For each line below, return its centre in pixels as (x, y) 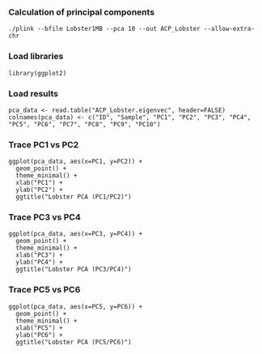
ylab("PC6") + (39, 335)
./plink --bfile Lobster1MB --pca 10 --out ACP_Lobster (104, 29)
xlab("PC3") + (39, 255)
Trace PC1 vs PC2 (44, 144)
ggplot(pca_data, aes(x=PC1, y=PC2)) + (76, 162)
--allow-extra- (229, 29)
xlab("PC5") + (39, 328)
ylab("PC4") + (39, 262)
